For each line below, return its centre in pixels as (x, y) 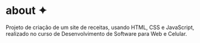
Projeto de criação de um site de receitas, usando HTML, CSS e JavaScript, (100, 27)
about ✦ (26, 11)
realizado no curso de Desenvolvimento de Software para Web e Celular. (96, 33)
